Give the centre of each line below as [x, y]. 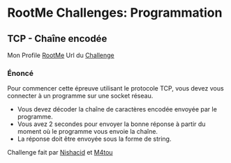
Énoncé [20, 73]
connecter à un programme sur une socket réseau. [80, 96]
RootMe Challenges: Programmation [115, 13]
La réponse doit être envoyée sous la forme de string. [94, 139]
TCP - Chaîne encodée [57, 39]
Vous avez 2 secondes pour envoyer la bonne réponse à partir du [111, 124]
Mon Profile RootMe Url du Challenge [61, 55]
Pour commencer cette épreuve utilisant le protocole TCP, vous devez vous [116, 88]
